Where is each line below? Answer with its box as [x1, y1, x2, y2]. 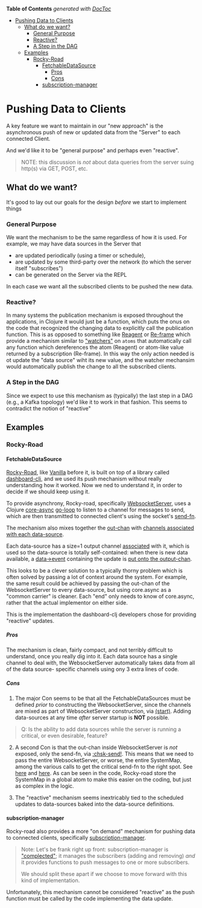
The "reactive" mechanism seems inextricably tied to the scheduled [14, 794, 184, 802]
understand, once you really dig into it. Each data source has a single [6, 653, 178, 660]
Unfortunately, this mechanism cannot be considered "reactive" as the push [6, 889, 195, 896]
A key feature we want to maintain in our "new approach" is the [6, 122, 164, 129]
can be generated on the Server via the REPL [14, 271, 127, 279]
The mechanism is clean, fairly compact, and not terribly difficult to [6, 646, 173, 653]
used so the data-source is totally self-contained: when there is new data [6, 549, 188, 556]
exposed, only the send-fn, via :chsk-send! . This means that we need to [14, 750, 194, 757]
